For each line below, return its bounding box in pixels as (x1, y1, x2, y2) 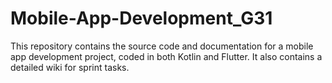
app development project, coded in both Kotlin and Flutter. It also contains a (10, 50, 323, 62)
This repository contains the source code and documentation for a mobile (10, 40, 314, 52)
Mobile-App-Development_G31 (10, 7, 273, 30)
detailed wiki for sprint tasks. (10, 61, 130, 73)
